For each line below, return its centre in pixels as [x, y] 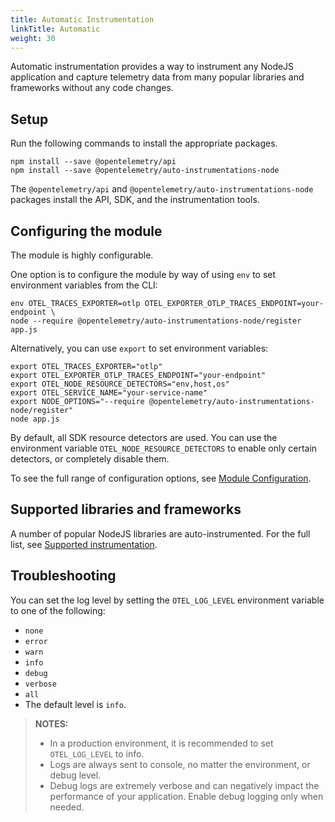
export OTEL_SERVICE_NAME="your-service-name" [109, 393]
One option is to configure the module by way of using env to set [143, 274]
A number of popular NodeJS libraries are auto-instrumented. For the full [160, 533]
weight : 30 [33, 38]
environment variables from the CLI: [84, 285]
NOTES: [51, 723]
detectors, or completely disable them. [90, 459]
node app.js [35, 419]
